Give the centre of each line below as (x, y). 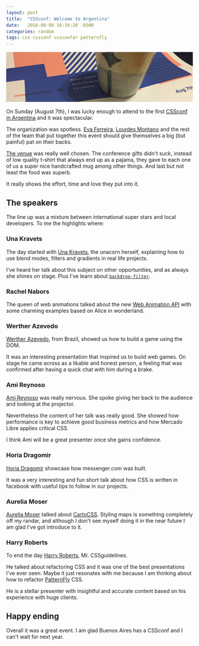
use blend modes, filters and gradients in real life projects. (77, 258)
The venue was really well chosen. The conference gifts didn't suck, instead (99, 153)
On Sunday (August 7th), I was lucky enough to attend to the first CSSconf (97, 112)
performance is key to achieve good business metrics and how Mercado (94, 422)
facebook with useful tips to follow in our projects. (67, 486)
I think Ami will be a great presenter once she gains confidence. (84, 440)
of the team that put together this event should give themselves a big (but (96, 136)
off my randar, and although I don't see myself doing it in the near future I (96, 521)
